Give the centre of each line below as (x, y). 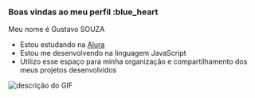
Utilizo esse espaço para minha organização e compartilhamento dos (133, 61)
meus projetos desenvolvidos (68, 70)
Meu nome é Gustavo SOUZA (57, 29)
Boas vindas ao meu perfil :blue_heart (83, 12)
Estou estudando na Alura (62, 45)
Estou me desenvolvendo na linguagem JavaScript (103, 53)
